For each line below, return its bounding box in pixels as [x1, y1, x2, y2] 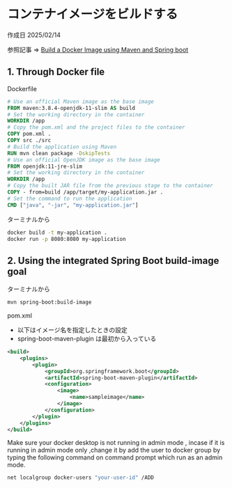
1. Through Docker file [7, 66, 105, 78]
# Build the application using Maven [7, 143, 117, 150]
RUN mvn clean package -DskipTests [7, 150, 111, 157]
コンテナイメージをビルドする [7, 6, 178, 22]
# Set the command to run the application [7, 195, 132, 202]
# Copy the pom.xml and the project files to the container [7, 124, 186, 131]
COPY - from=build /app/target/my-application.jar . [7, 189, 164, 196]
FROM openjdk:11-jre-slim [7, 163, 82, 170]
